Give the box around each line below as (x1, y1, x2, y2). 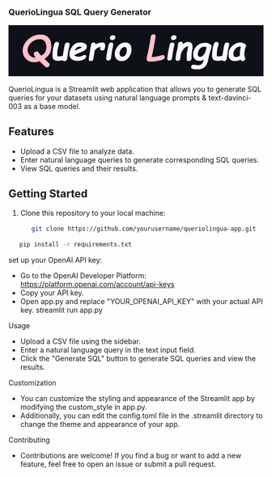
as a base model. (23, 101, 81, 111)
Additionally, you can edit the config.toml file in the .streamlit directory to (19, 411, 263, 420)
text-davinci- (208, 92, 252, 103)
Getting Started (8, 187, 88, 201)
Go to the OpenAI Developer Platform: (19, 271, 147, 281)
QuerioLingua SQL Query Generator (8, 6, 151, 18)
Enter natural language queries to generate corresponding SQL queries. (19, 154, 260, 164)
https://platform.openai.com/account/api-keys (19, 280, 175, 289)
